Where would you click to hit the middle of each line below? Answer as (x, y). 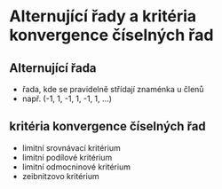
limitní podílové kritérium (67, 157)
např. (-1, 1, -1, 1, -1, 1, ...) (67, 98)
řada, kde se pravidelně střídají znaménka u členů (113, 89)
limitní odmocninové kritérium (76, 167)
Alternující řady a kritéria (103, 16)
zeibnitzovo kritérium (60, 176)
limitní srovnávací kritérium (71, 147)
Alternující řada (53, 68)
